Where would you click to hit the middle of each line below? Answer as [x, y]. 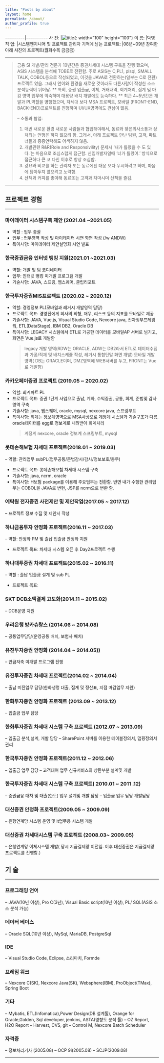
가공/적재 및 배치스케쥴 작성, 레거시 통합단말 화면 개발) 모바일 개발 [92, 354]
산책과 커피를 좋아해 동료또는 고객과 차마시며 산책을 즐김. [78, 178]
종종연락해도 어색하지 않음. [63, 141]
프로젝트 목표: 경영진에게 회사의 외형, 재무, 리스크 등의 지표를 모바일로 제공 [83, 313]
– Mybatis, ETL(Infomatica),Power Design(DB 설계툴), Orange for [70, 1013]
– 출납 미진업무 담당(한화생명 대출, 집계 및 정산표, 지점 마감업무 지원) [70, 687]
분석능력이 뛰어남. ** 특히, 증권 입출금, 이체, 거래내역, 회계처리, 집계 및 [84, 90]
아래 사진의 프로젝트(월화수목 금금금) [40, 50]
